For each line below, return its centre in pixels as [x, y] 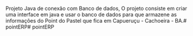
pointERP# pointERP [30, 27]
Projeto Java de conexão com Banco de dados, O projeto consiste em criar [96, 8]
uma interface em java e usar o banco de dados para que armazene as [91, 15]
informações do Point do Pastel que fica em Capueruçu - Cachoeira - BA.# [96, 21]
